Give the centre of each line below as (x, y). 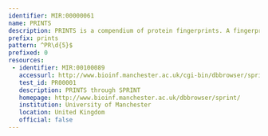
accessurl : (37, 75)
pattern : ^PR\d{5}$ (41, 46)
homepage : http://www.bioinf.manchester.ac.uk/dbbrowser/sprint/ (130, 98)
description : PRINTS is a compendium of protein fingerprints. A (119, 30)
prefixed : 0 (28, 53)
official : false (46, 120)
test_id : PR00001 (48, 82)
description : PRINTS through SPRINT (80, 90)
